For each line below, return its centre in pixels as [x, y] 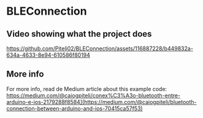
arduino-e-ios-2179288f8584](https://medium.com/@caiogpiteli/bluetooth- [102, 101]
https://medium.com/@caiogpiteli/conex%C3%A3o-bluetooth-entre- [94, 95]
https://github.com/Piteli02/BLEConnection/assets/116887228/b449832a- [100, 48]
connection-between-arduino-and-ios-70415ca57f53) [75, 108]
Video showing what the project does [79, 34]
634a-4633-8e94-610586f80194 [48, 55]
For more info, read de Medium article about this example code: [87, 89]
